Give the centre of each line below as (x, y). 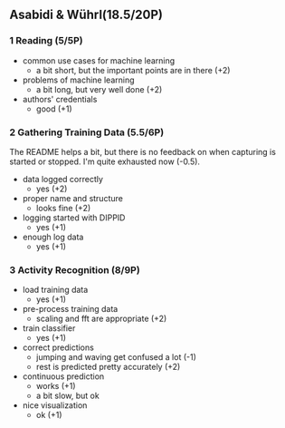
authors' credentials (60, 99)
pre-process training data (70, 309)
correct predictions (58, 347)
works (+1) (56, 386)
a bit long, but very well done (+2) (99, 89)
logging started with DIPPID (74, 218)
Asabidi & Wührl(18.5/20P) (86, 15)
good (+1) (54, 109)
